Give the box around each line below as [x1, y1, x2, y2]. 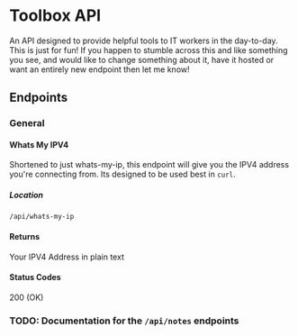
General [9, 117, 45, 130]
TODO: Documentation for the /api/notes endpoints [9, 314, 239, 327]
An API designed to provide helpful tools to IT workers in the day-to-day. [9, 35, 278, 46]
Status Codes [9, 272, 61, 283]
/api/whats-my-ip [9, 213, 75, 222]
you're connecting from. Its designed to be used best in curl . [9, 168, 236, 180]
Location [9, 190, 43, 201]
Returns [9, 232, 41, 242]
